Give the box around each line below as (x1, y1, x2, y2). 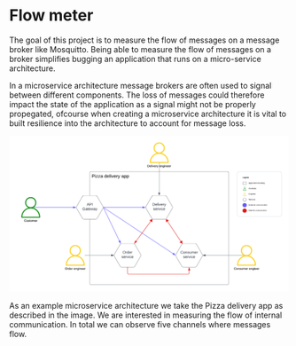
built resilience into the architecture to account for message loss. (9, 117, 246, 129)
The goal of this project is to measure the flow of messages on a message (9, 35, 280, 45)
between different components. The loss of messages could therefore (9, 90, 265, 100)
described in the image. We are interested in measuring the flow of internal (9, 310, 283, 320)
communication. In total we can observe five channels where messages (9, 318, 271, 329)
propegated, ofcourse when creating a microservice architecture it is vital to (9, 108, 287, 119)
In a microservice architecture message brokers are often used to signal (9, 80, 272, 90)
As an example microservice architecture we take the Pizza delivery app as (9, 300, 284, 311)
